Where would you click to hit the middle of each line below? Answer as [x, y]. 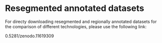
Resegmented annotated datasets [74, 8]
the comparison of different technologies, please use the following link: [76, 26]
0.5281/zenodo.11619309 [29, 36]
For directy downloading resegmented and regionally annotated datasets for [81, 21]
